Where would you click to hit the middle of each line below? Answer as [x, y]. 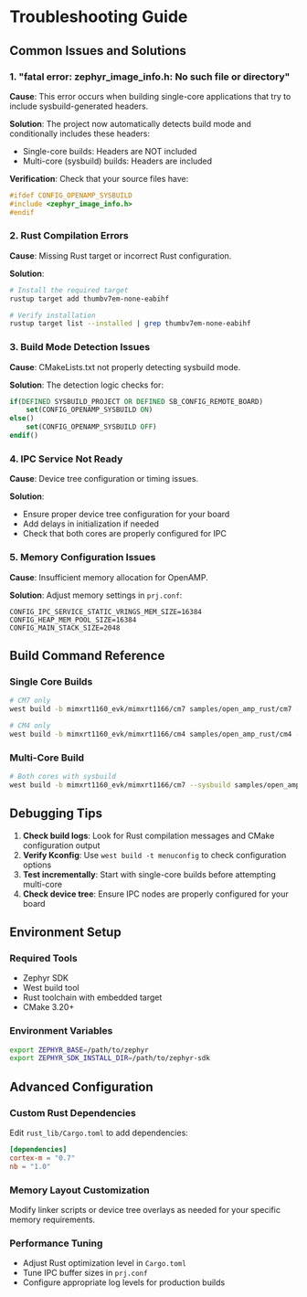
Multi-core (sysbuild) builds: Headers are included [117, 161]
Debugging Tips [56, 814]
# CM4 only [30, 726]
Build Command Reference [87, 655]
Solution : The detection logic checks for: [87, 385]
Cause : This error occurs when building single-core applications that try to [150, 96]
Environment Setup [65, 932]
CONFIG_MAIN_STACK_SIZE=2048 [65, 628]
